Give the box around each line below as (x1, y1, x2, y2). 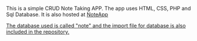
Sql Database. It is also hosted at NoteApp (6, 11, 109, 18)
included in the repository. (6, 28, 69, 35)
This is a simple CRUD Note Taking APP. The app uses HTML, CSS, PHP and (6, 5, 191, 12)
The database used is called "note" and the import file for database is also (6, 23, 186, 29)
